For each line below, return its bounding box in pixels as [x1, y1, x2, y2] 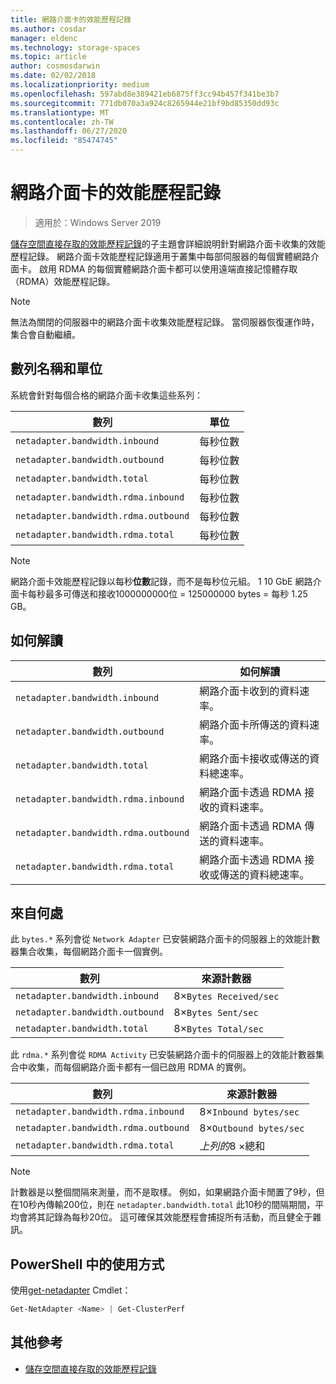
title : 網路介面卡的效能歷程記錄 [10, 14, 132, 25]
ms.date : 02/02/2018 [10, 71, 97, 81]
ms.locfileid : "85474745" [10, 136, 118, 146]
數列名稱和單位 [10, 361, 103, 378]
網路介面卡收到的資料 [199, 684, 300, 698]
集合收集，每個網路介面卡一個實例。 [18, 946, 168, 958]
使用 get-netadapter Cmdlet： [10, 1284, 132, 1296]
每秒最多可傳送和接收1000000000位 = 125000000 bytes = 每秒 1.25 [27, 587, 308, 600]
